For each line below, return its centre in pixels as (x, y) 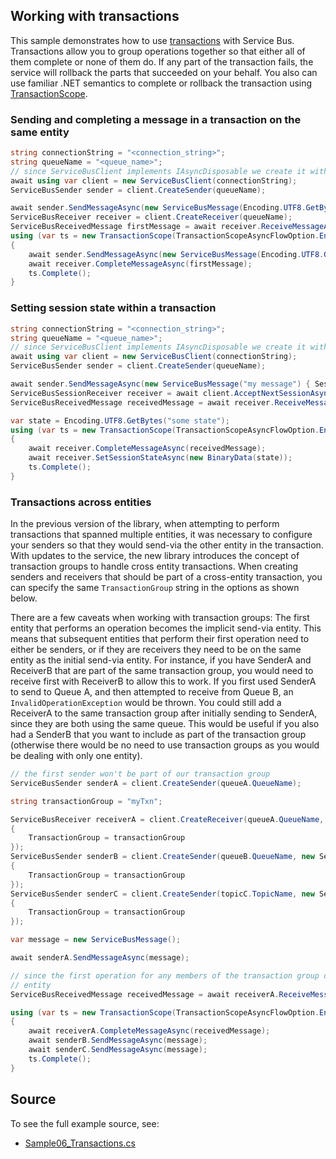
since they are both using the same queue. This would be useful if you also (165, 724)
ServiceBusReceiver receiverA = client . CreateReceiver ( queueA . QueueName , (167, 819)
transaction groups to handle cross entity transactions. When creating (154, 566)
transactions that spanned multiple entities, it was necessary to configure (161, 535)
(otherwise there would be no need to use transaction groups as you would (165, 745)
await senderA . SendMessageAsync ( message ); (100, 958)
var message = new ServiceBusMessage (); (96, 940)
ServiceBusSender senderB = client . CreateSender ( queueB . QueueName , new (162, 857)
